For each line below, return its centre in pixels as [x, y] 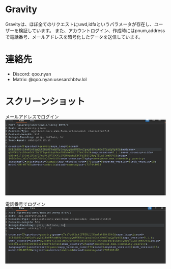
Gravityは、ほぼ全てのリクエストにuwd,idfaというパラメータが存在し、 [80, 24]
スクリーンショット [45, 102]
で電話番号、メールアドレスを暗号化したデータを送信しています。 [74, 37]
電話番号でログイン [25, 204]
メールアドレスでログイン [32, 116]
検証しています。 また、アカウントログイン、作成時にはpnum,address [92, 30]
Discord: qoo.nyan [32, 74]
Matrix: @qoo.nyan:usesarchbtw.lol [50, 79]
